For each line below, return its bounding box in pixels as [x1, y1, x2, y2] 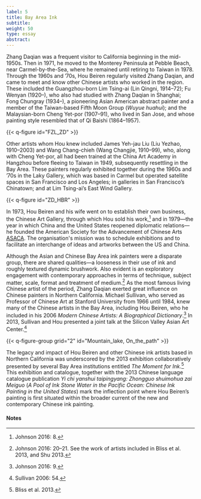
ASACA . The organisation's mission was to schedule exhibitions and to [6, 235, 181, 242]
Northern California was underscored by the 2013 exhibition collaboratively [6, 355, 191, 362]
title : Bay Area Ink [6, 14, 58, 20]
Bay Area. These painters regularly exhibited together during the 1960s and [6, 166, 192, 173]
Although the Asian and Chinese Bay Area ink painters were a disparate [6, 252, 182, 260]
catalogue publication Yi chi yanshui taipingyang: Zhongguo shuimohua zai [6, 375, 193, 383]
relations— [163, 221, 190, 229]
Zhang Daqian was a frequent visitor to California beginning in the [6, 53, 169, 60]
